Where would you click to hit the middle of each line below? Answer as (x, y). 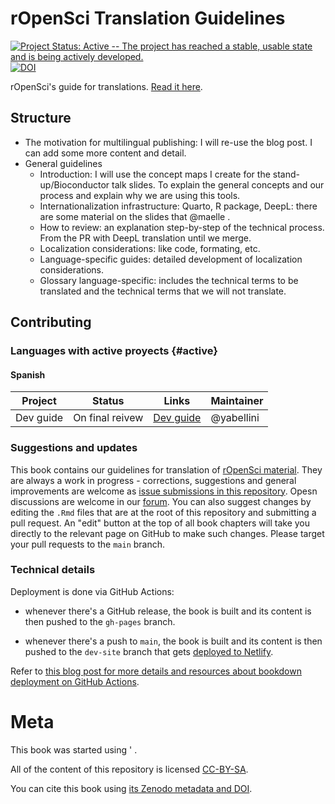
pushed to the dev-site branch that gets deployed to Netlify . (149, 651)
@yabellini (235, 418)
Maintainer (237, 401)
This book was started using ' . (74, 749)
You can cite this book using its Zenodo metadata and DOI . (131, 788)
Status (108, 401)
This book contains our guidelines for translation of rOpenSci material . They (166, 469)
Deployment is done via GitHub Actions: (92, 591)
